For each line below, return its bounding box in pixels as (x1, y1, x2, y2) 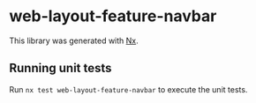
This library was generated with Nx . (9, 35, 139, 46)
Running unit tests (9, 61, 112, 76)
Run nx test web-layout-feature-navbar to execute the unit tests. (9, 84, 248, 94)
